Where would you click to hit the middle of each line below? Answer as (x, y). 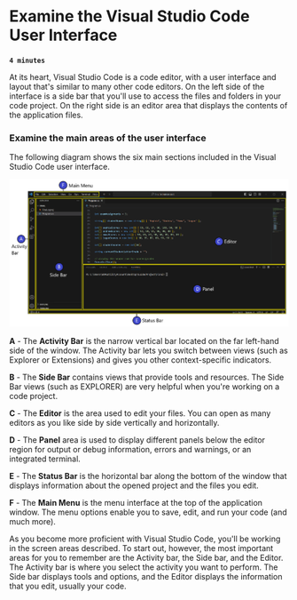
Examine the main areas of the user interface (108, 138)
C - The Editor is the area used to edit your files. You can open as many (140, 413)
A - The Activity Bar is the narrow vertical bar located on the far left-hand (144, 340)
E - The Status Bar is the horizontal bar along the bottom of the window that (148, 476)
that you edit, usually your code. (68, 586)
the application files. (46, 115)
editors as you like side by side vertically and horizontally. (114, 422)
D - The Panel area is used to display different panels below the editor (137, 440)
